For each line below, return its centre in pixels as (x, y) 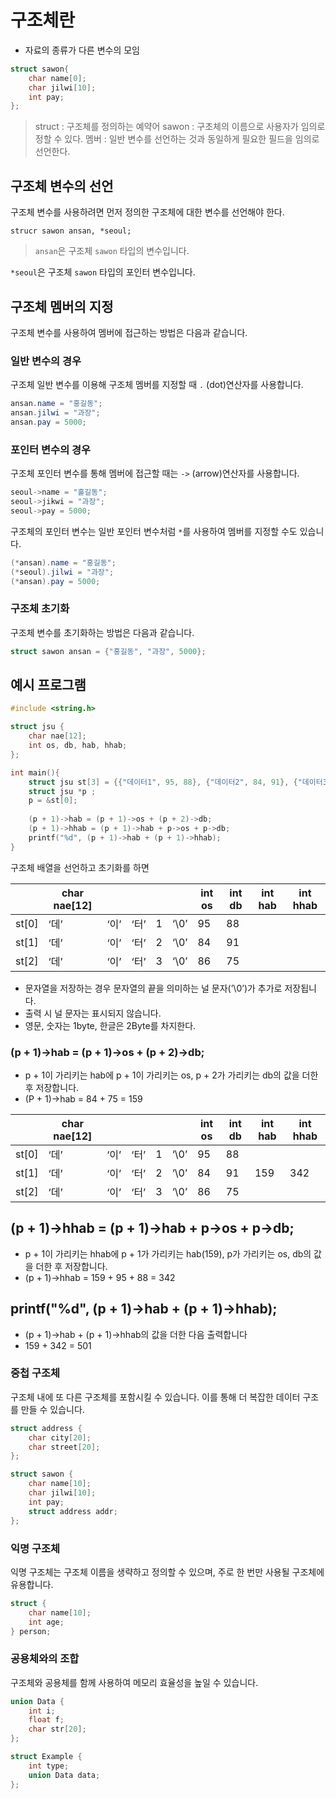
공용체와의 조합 (45, 1659)
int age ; (46, 1622)
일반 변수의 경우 (46, 361)
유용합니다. (32, 1584)
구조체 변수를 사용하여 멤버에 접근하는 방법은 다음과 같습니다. (129, 332)
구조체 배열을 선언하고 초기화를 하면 (80, 867)
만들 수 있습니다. (52, 1409)
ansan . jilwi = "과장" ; (55, 413)
